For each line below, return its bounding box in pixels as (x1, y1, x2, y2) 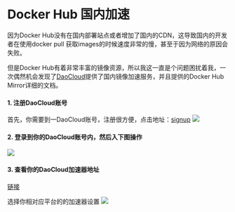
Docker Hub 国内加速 (7, 6, 130, 22)
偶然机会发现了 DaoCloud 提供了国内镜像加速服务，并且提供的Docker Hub (13, 72, 224, 81)
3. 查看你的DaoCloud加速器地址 (7, 165, 100, 173)
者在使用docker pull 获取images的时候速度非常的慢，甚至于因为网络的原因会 (7, 39, 228, 48)
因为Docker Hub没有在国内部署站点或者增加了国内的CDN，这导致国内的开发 (7, 31, 228, 39)
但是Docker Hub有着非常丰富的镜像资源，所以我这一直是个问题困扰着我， (7, 63, 220, 72)
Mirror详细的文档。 (7, 81, 62, 89)
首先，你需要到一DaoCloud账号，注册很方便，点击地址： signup (7, 115, 191, 124)
